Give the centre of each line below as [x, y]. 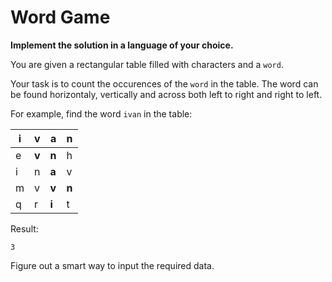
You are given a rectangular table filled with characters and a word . [147, 64]
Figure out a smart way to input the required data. [112, 265]
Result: [24, 228]
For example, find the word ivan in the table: [101, 113]
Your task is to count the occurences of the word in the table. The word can [164, 83]
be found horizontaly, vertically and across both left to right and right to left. [166, 94]
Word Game [60, 17]
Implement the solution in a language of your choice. [122, 45]
